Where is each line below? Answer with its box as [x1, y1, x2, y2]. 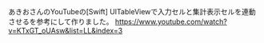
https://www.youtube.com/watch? [114, 17, 228, 26]
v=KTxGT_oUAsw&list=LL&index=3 [8, 26, 123, 35]
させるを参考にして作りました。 [8, 17, 114, 26]
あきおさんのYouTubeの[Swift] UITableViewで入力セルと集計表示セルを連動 [8, 7, 256, 16]
